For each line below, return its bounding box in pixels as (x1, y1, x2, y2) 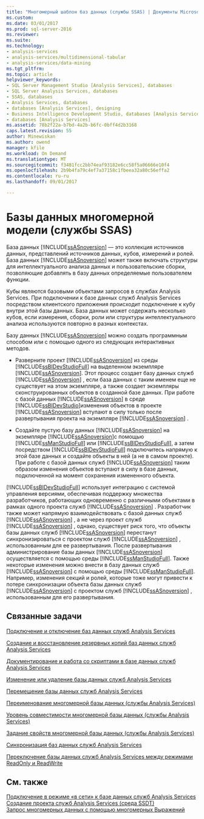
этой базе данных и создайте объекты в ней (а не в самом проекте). (15, 452, 194, 460)
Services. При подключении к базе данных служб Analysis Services (6, 294, 181, 301)
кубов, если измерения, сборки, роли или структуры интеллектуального (6, 313, 196, 320)
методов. (6, 345, 30, 352)
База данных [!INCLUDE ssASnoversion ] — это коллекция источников (6, 243, 184, 250)
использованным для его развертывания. (6, 593, 115, 600)
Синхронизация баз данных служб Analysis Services (6, 741, 142, 748)
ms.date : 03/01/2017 (6, 20, 59, 26)
